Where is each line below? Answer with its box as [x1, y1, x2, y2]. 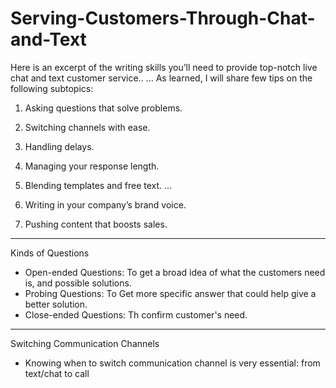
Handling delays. [24, 140, 95, 152]
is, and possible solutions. [24, 277, 132, 289]
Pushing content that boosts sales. [24, 218, 168, 230]
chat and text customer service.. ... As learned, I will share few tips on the [10, 72, 313, 84]
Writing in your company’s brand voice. [24, 198, 187, 211]
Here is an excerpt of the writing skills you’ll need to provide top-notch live [10, 61, 318, 73]
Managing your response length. [24, 160, 160, 172]
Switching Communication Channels [10, 337, 160, 349]
